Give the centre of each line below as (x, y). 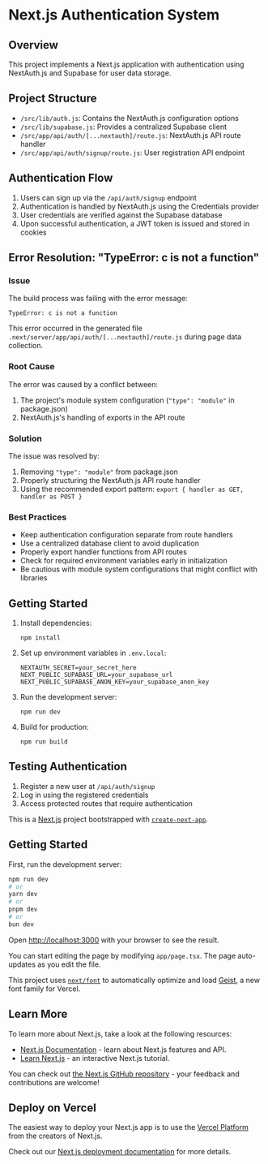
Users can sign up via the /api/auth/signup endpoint (108, 197)
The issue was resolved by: (54, 455)
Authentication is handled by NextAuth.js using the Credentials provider (139, 206)
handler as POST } (51, 497)
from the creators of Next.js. (55, 1136)
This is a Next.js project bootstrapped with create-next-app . (108, 819)
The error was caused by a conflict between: (83, 384)
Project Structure (53, 99)
